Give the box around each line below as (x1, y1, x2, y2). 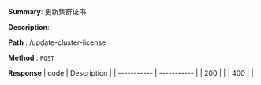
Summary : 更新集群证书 (8, 7, 87, 16)
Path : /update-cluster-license (8, 38, 106, 47)
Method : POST (8, 54, 55, 62)
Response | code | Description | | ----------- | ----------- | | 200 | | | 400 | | (8, 68, 254, 77)
